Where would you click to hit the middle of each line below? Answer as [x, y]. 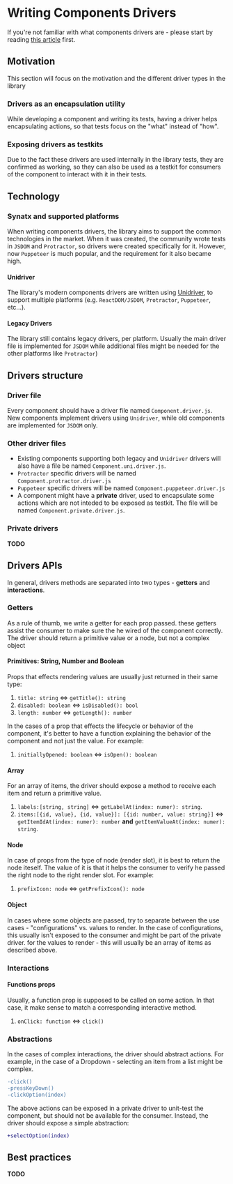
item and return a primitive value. [55, 794]
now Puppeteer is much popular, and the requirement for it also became [109, 254]
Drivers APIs [35, 566]
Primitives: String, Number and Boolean [66, 661]
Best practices [39, 1157]
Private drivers [33, 529]
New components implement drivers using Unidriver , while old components [116, 418]
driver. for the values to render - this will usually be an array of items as [109, 942]
